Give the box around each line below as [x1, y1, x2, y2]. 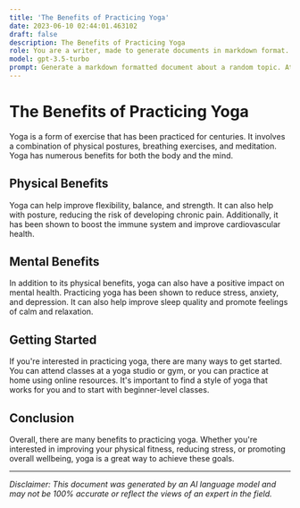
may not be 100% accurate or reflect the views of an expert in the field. [9, 488, 272, 499]
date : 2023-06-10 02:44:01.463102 [9, 21, 138, 30]
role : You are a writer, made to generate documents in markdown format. [9, 47, 290, 55]
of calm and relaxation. [9, 306, 94, 317]
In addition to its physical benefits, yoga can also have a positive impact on [9, 278, 285, 289]
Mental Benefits [9, 254, 100, 269]
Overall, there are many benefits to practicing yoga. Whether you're [9, 435, 258, 445]
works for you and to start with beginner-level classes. [9, 385, 210, 395]
